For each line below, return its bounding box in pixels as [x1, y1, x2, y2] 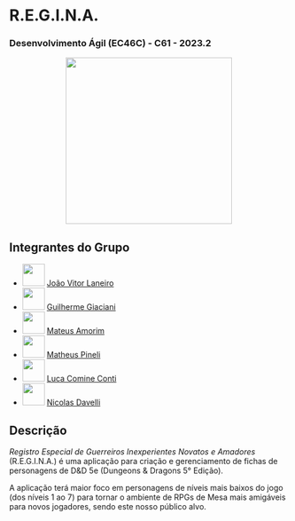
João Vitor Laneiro [46, 278, 114, 288]
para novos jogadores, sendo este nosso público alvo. [9, 501, 206, 512]
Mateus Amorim [46, 326, 105, 336]
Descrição [9, 422, 67, 438]
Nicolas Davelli [46, 397, 101, 408]
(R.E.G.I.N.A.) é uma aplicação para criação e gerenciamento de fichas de [9, 456, 278, 467]
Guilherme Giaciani [46, 302, 117, 312]
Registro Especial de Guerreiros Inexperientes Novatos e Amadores [9, 446, 256, 457]
